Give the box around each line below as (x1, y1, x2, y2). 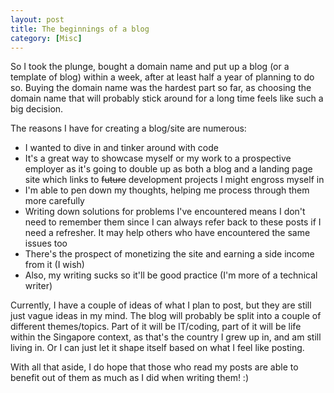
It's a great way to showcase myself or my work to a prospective (24, 152, 292, 165)
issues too (24, 237, 68, 250)
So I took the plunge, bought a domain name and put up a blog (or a (10, 61, 290, 73)
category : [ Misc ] (10, 33, 83, 43)
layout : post (10, 14, 65, 25)
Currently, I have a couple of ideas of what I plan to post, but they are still (10, 299, 312, 311)
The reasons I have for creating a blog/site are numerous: (10, 122, 247, 135)
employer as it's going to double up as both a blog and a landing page (24, 163, 313, 175)
